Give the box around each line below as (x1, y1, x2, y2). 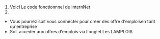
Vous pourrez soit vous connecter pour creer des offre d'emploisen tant (9, 19, 156, 24)
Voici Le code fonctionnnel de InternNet (9, 4, 91, 10)
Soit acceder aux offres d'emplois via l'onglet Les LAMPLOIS (9, 29, 133, 34)
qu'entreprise (9, 24, 37, 29)
